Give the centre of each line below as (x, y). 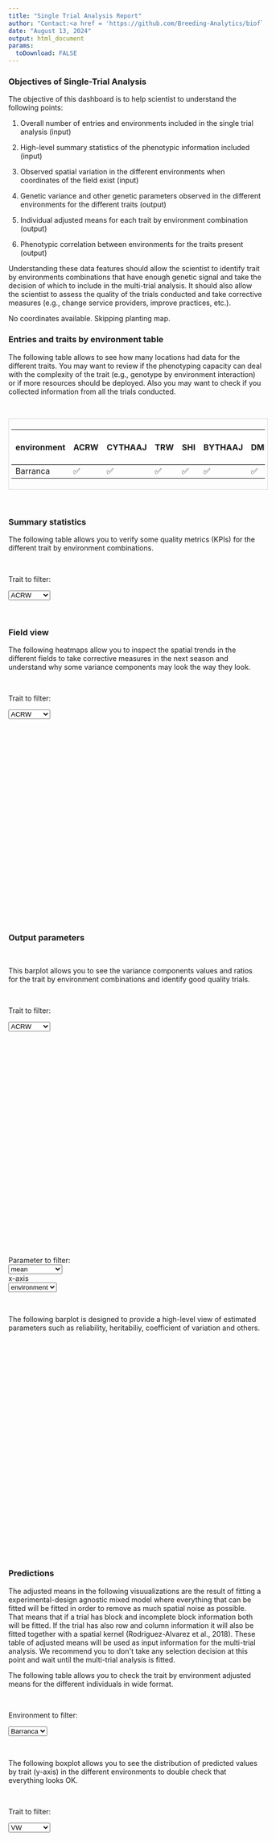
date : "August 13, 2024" (50, 31)
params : (21, 46)
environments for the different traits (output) (93, 205)
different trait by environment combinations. (81, 548)
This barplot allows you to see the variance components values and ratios (131, 971)
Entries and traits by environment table (86, 340)
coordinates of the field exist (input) (79, 180)
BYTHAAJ (223, 447)
